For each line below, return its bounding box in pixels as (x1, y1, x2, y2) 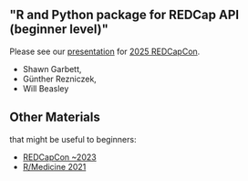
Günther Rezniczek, (22, 73, 98, 84)
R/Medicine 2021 (22, 161, 87, 172)
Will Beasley (22, 82, 69, 94)
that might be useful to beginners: (9, 133, 137, 144)
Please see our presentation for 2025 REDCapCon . (9, 46, 201, 57)
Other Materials (9, 110, 100, 125)
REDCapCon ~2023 (22, 151, 98, 163)
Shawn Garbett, (22, 63, 82, 74)
